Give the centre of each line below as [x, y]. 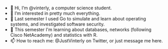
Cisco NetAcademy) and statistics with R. [54, 35]
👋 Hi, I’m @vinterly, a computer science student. [61, 8]
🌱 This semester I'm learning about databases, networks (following [81, 30]
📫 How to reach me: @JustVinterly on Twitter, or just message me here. [86, 41]
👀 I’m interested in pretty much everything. [55, 13]
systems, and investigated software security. [57, 24]
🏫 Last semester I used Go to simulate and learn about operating [78, 19]
